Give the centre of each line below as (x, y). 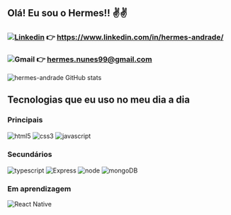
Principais (25, 120)
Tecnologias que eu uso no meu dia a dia (98, 100)
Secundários (30, 154)
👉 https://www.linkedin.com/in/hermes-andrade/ (135, 37)
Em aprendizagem (39, 189)
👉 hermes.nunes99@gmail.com (94, 59)
